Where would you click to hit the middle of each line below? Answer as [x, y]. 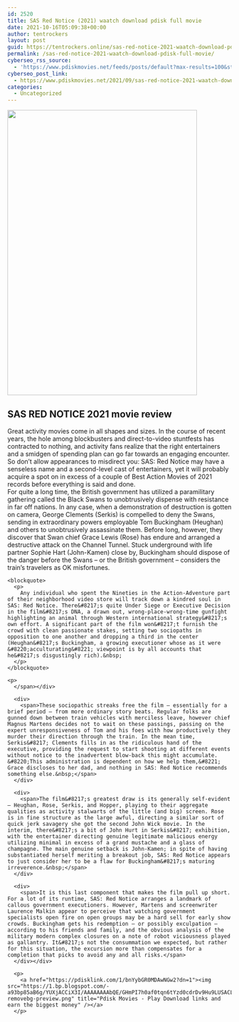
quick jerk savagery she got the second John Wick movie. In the [106, 824]
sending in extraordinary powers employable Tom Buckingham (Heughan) [116, 522]
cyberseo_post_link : [38, 73]
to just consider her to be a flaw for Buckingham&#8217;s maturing [111, 861]
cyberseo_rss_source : [39, 61]
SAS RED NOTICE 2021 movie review [90, 414]
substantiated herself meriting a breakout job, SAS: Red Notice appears [119, 855]
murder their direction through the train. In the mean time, [101, 736]
